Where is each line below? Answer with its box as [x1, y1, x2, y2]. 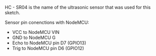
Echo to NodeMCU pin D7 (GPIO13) [12, 40, 87, 46]
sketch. [5, 10, 20, 16]
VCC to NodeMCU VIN [12, 29, 60, 35]
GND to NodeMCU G [12, 35, 56, 40]
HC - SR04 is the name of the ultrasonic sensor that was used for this [5, 5, 151, 10]
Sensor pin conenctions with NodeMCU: [5, 20, 90, 25]
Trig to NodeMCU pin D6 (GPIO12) [12, 45, 85, 51]
